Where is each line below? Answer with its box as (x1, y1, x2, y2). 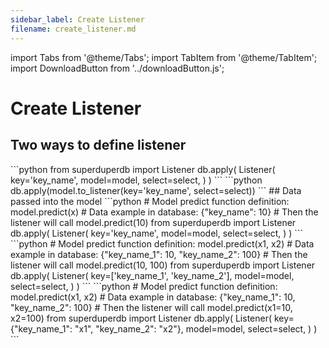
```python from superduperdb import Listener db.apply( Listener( (10, 163, 276, 175)
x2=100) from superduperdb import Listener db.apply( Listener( (10, 312, 273, 324)
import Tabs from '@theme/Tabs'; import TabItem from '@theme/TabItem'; (10, 51, 318, 63)
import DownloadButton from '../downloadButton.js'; (10, 62, 225, 74)
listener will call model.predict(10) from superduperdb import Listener (10, 216, 297, 228)
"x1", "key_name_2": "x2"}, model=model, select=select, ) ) (74, 322, 318, 335)
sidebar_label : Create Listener (10, 14, 145, 25)
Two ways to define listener (10, 137, 187, 154)
